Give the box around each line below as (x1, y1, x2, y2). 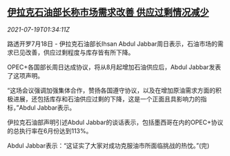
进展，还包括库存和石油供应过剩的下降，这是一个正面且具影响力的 (12, 95, 201, 103)
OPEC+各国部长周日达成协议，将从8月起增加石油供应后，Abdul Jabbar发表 (7, 63, 221, 71)
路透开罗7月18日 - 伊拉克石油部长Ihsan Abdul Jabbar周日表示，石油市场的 (7, 39, 218, 48)
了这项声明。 (7, 71, 44, 79)
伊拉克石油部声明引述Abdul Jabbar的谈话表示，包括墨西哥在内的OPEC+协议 (7, 118, 224, 126)
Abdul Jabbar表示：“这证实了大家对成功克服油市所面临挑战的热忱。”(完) (7, 141, 210, 150)
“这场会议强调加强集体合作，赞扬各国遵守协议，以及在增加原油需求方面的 (7, 86, 216, 95)
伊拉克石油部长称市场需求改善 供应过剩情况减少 (7, 6, 209, 19)
